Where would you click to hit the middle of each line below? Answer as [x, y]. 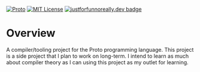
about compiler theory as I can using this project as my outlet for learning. [97, 62]
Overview [31, 33]
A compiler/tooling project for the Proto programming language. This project [100, 49]
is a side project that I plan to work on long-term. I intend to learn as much [98, 56]
